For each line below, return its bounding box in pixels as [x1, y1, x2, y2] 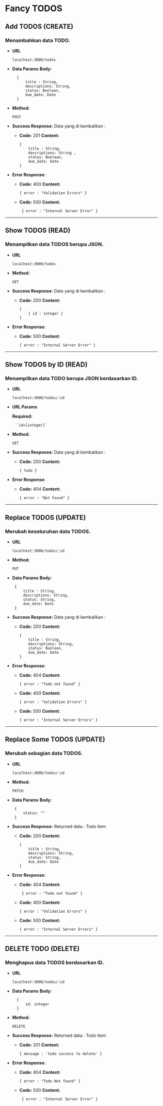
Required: [12, 413, 33, 419]
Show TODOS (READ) [5, 226, 71, 235]
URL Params [12, 404, 37, 410]
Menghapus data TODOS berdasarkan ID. [5, 959, 104, 966]
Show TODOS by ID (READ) [5, 360, 88, 369]
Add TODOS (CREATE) [5, 22, 74, 31]
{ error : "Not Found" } [19, 496, 70, 500]
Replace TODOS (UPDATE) [5, 513, 86, 521]
